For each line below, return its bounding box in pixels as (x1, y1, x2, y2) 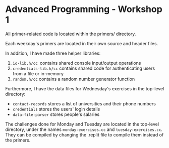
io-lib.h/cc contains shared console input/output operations (12, 60, 141, 66)
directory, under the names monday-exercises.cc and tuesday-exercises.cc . (5, 126, 162, 132)
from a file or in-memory (12, 70, 64, 76)
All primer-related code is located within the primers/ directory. (5, 31, 136, 37)
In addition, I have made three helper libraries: (5, 50, 101, 56)
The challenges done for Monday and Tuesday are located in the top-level (5, 121, 159, 127)
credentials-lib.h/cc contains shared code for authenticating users (12, 65, 155, 71)
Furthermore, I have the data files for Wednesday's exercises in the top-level (5, 85, 164, 91)
